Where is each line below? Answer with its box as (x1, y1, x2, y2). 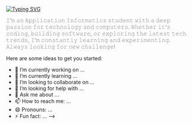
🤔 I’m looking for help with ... (14, 85, 84, 92)
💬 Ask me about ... (14, 91, 59, 98)
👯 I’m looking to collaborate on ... (14, 79, 95, 85)
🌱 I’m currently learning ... (14, 73, 78, 79)
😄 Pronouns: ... (14, 106, 53, 113)
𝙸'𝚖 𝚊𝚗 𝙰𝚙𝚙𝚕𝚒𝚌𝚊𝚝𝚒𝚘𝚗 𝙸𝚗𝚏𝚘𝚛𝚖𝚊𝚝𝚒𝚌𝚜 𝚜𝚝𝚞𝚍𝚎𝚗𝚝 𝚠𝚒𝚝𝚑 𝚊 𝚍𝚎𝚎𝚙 (6, 17, 171, 23)
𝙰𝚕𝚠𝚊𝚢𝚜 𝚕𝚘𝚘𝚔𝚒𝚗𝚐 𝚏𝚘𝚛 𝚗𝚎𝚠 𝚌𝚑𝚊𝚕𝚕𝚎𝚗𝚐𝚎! (6, 43, 116, 50)
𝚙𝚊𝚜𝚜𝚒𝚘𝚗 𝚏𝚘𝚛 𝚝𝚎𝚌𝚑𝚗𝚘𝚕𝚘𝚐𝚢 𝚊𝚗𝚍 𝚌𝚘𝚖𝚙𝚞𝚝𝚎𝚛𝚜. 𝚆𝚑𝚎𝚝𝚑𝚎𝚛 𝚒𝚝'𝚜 (6, 23, 171, 30)
